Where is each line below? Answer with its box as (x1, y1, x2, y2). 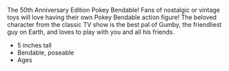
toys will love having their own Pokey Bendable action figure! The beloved (7, 13, 217, 21)
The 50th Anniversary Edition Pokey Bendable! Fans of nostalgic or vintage (7, 6, 221, 14)
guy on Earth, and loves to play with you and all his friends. (7, 28, 175, 36)
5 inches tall (17, 41, 52, 49)
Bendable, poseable (17, 48, 74, 57)
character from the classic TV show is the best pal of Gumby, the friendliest (7, 21, 222, 28)
